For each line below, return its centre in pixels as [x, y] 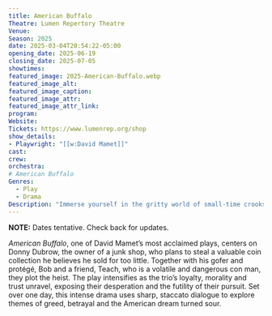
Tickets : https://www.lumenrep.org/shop [78, 129]
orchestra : [27, 167]
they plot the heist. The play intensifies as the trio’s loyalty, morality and [127, 277]
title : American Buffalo [50, 16]
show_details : [32, 136]
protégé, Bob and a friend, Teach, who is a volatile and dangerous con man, [135, 269]
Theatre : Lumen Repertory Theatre [67, 23]
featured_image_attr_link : [54, 106]
